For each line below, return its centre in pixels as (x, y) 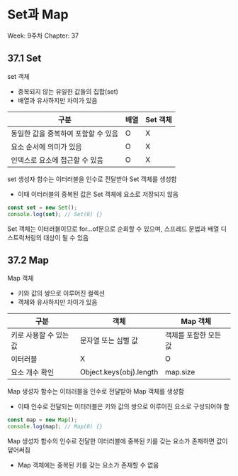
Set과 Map (38, 15)
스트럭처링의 (25, 237)
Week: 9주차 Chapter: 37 (43, 36)
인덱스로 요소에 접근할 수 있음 (57, 160)
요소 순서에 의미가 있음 (47, 146)
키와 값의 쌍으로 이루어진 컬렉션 (61, 293)
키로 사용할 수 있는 (40, 335)
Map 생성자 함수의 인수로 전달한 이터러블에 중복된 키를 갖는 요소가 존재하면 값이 (118, 441)
